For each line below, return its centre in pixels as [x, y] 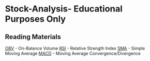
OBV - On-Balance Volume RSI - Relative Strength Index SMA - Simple [75, 48]
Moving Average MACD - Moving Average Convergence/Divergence [73, 53]
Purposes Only [36, 19]
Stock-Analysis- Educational [64, 9]
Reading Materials [33, 37]
